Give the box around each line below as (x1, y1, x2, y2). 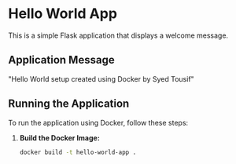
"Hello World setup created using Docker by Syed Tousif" (8, 74, 194, 83)
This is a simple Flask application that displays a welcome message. (8, 31, 229, 40)
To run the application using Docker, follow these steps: (8, 118, 189, 127)
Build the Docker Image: (19, 133, 100, 142)
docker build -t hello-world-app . (19, 148, 137, 156)
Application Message (8, 53, 116, 67)
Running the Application (8, 97, 130, 111)
